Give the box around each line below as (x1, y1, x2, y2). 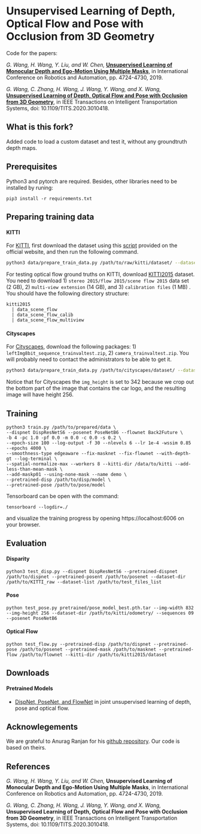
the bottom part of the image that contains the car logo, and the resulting (6, 385, 186, 392)
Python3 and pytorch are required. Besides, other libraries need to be (6, 177, 178, 185)
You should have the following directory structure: (6, 290, 130, 297)
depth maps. (6, 144, 38, 151)
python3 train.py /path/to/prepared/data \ (6, 424, 117, 430)
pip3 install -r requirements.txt (6, 195, 93, 201)
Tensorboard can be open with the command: (6, 492, 119, 499)
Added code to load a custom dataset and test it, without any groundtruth (6, 138, 187, 145)
